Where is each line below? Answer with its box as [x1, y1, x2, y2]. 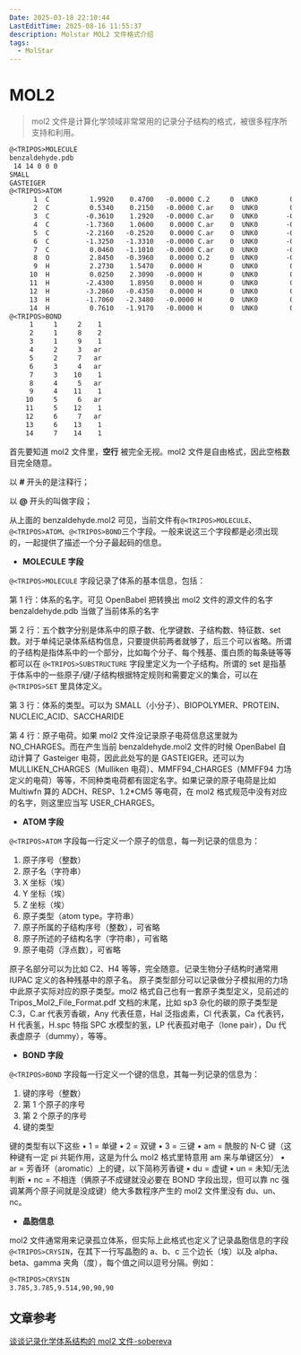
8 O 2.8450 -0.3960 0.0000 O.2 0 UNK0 [32, 253, 258, 263]
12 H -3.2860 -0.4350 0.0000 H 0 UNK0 [29, 286, 258, 296]
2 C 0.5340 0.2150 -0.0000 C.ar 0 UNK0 [32, 204, 258, 213]
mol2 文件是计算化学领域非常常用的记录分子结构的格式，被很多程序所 [30, 116, 288, 127]
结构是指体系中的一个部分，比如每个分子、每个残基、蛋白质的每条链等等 [24, 647, 292, 658]
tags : [9, 38, 30, 48]
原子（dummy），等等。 [24, 1030, 112, 1041]
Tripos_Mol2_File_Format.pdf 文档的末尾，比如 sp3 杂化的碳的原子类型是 [9, 997, 279, 1008]
